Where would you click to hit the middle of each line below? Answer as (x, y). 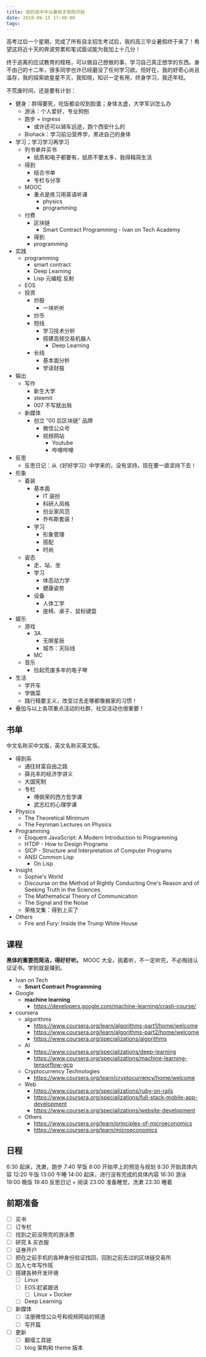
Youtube (63, 443)
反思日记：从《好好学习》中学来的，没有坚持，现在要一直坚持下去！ (110, 465)
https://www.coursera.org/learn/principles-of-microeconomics (113, 1123)
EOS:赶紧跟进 (41, 1288)
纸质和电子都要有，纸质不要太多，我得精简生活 (93, 158)
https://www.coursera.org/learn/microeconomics (95, 1130)
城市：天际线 (59, 648)
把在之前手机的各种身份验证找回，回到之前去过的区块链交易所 (93, 1257)
